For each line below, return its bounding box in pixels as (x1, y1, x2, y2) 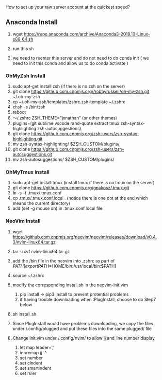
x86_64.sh (12, 36, 33, 42)
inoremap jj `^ (19, 349, 47, 355)
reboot (12, 109, 26, 115)
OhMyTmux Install (5, 169, 50, 175)
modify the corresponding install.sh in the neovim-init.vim (12, 282, 128, 288)
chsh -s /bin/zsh (12, 104, 46, 110)
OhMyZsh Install (5, 72, 46, 79)
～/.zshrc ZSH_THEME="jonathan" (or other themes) (12, 115, 117, 121)
